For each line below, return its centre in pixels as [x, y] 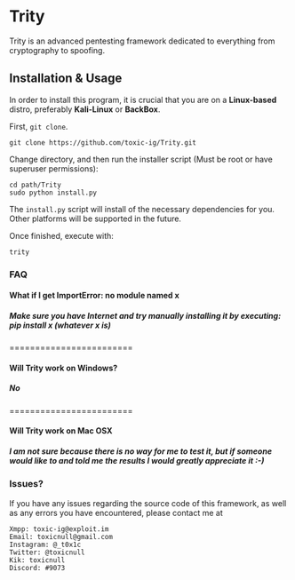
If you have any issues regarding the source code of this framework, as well [148, 503]
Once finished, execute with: [61, 235]
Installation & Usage [66, 79]
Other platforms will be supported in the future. [96, 218]
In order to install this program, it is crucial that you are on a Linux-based [143, 99]
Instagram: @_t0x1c [45, 544]
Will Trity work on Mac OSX [61, 431]
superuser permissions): [54, 168]
